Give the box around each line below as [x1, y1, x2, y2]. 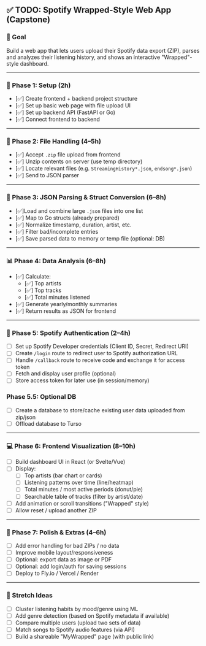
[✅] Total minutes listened [24, 293, 90, 301]
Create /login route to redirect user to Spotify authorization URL [15, 350, 178, 357]
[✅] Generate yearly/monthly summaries [15, 300, 118, 307]
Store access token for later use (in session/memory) [15, 377, 150, 384]
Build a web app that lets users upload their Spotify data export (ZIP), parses [6, 47, 200, 54]
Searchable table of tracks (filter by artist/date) [24, 493, 143, 500]
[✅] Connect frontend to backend [15, 115, 100, 123]
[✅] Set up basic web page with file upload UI [15, 101, 131, 109]
